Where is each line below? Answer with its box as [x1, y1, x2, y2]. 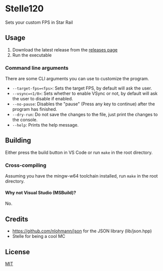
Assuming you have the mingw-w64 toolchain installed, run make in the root [5, 173, 158, 179]
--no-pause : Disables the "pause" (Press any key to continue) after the [12, 101, 155, 107]
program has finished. [12, 106, 57, 112]
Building [5, 136, 31, 145]
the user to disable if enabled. [12, 96, 73, 102]
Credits [5, 215, 29, 223]
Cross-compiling [5, 162, 47, 169]
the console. [12, 117, 38, 123]
